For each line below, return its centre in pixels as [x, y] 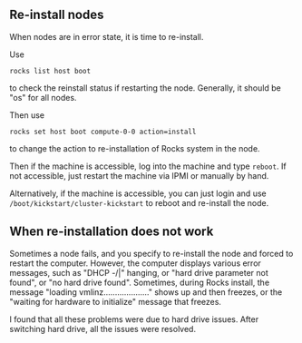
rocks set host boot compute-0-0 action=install [103, 132]
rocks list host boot [50, 71]
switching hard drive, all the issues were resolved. [103, 328]
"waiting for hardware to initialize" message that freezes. [116, 301]
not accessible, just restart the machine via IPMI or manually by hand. [139, 175]
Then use [27, 115]
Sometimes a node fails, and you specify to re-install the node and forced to [151, 253]
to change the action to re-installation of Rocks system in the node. [135, 148]
